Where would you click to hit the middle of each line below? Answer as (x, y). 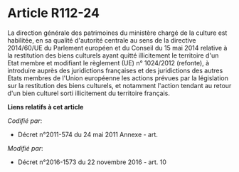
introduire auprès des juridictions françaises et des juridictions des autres (115, 70)
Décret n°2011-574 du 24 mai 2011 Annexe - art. (88, 134)
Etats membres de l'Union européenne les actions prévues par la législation (118, 78)
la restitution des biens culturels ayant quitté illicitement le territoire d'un (113, 55)
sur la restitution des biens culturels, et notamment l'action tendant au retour (119, 85)
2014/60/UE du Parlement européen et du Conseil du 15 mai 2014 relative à (117, 48)
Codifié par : (25, 120)
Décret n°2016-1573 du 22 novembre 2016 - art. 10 (92, 162)
